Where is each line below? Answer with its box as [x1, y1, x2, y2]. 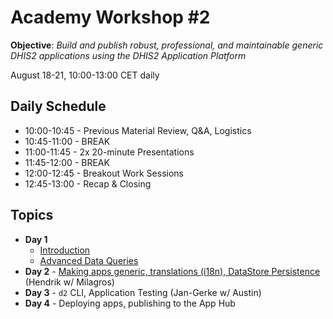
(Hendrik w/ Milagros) [24, 276, 115, 288]
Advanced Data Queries [39, 254, 139, 266]
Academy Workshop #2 [10, 6, 211, 29]
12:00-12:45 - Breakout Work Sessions [24, 167, 184, 179]
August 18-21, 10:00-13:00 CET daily [10, 69, 160, 81]
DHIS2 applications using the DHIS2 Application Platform [10, 49, 247, 61]
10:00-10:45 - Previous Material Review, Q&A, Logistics [24, 124, 252, 136]
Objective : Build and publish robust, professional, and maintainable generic [10, 39, 324, 51]
